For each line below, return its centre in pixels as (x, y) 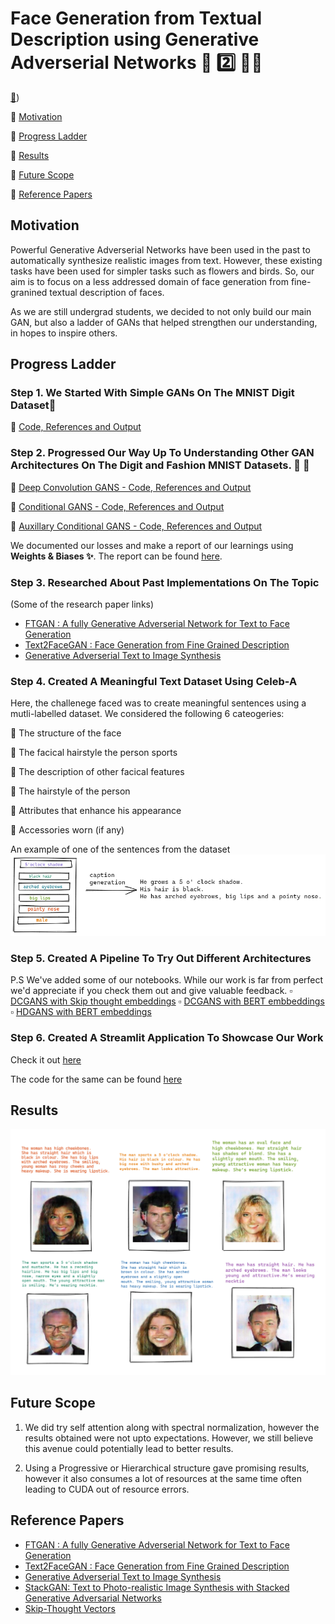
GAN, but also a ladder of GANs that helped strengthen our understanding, (164, 322)
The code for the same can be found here (96, 1079)
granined (29, 292)
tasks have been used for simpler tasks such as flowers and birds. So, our (162, 271)
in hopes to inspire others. (64, 333)
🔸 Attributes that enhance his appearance (96, 811)
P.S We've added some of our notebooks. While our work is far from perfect (167, 980)
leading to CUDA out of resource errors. (107, 1489)
